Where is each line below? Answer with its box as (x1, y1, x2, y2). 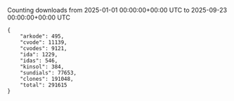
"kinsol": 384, (20, 63, 65, 70)
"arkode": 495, (20, 33, 65, 40)
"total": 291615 (20, 81, 68, 88)
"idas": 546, (20, 57, 58, 64)
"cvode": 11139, (20, 39, 68, 46)
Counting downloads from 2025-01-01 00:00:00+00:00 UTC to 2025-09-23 (7, 6, 227, 14)
